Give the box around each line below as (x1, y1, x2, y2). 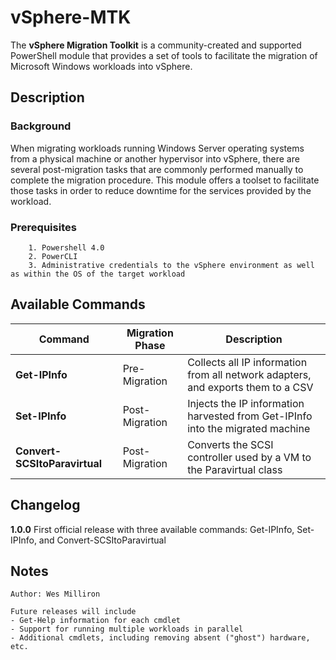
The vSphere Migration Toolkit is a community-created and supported (10, 39, 302, 51)
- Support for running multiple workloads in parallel (10, 624, 244, 635)
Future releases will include (10, 607, 137, 617)
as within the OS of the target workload (10, 269, 186, 279)
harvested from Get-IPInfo (187, 409, 313, 423)
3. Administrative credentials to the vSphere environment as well (28, 260, 315, 270)
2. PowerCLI (28, 251, 78, 261)
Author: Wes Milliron (10, 589, 101, 600)
